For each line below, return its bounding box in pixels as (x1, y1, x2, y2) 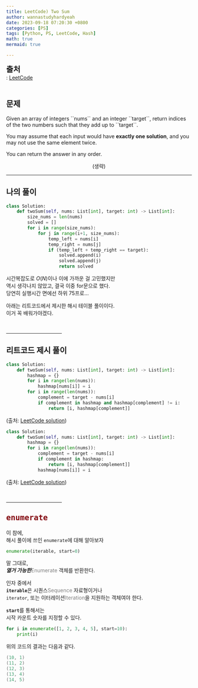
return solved (58, 263, 94, 269)
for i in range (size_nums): (27, 225, 96, 231)
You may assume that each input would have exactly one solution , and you (6, 132, 190, 139)
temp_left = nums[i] (48, 236, 99, 242)
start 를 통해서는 (6, 607, 45, 614)
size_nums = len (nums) (27, 214, 83, 220)
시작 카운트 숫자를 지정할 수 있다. (6, 614, 82, 621)
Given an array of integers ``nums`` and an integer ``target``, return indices (6, 115, 187, 122)
